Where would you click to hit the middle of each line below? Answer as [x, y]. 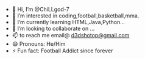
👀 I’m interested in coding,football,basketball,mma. [76, 16]
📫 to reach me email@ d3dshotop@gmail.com [71, 35]
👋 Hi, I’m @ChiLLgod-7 [41, 9]
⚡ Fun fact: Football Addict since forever [62, 51]
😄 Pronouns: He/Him [39, 44]
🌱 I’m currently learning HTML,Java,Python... [68, 22]
